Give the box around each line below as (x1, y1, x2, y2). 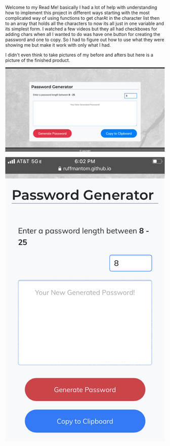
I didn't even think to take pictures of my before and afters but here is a (5, 52, 153, 58)
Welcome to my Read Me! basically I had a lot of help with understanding (5, 5, 157, 10)
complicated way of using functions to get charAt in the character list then (5, 15, 160, 21)
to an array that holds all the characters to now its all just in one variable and (5, 20, 164, 26)
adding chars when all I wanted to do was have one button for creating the (5, 31, 160, 37)
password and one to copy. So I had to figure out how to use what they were (5, 37, 164, 43)
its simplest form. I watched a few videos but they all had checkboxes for (5, 26, 158, 32)
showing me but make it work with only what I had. (5, 42, 111, 48)
